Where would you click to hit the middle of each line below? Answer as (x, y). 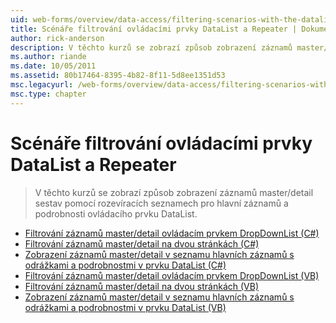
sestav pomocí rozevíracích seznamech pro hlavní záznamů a (161, 203)
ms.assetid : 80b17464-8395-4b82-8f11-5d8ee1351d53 (118, 76)
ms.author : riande (48, 57)
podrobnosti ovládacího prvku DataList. (116, 213)
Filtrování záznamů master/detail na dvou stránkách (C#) (142, 243)
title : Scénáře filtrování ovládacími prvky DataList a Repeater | (154, 29)
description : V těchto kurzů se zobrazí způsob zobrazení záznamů (151, 47)
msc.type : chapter (48, 94)
